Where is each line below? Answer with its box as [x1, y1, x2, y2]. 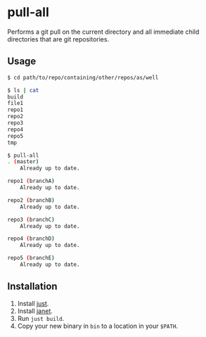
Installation [7, 281, 58, 293]
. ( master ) [7, 158, 39, 165]
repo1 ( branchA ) [7, 177, 55, 185]
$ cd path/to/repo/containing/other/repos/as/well [7, 74, 159, 81]
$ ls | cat [7, 87, 39, 94]
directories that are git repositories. [7, 34, 110, 43]
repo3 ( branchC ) [7, 216, 55, 223]
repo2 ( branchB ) [7, 196, 55, 204]
